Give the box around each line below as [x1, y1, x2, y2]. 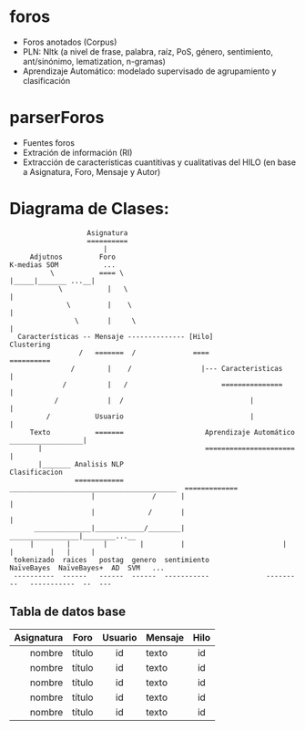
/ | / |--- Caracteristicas [70, 364, 283, 373]
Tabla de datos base [9, 604, 126, 620]
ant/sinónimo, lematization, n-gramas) [22, 56, 167, 67]
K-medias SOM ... [9, 260, 117, 270]
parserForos [9, 108, 105, 129]
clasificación [22, 75, 71, 86]
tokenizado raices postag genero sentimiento [13, 555, 209, 564]
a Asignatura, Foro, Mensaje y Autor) [22, 166, 161, 177]
